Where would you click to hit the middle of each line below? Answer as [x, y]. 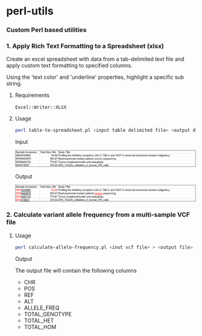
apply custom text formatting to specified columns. [69, 66]
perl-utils [30, 11]
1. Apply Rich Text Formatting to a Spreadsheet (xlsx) [85, 46]
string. [14, 84]
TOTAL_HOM [40, 327]
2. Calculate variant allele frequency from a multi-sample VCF [98, 215]
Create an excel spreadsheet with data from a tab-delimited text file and [95, 59]
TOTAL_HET [39, 320]
